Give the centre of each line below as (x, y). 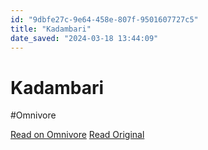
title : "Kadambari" (51, 29)
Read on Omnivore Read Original (77, 135)
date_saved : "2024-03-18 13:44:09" (84, 38)
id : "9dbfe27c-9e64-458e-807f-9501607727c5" (104, 19)
